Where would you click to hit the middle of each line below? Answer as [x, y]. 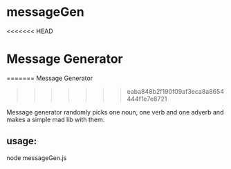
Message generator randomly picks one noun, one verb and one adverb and [115, 112]
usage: [22, 141]
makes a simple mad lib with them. [56, 119]
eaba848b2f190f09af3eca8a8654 [175, 91]
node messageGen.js [37, 158]
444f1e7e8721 [147, 99]
